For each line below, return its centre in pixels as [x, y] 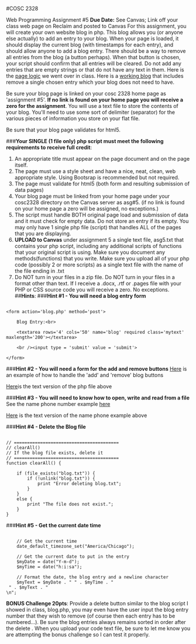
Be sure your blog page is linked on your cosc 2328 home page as [86, 94]
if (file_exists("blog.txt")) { [56, 473]
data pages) [29, 190]
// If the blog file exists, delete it [55, 453]
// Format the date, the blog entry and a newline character [92, 577]
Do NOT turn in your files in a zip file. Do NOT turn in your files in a [95, 277]
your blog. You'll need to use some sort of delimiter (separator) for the [91, 112]
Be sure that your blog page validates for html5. [63, 130]
